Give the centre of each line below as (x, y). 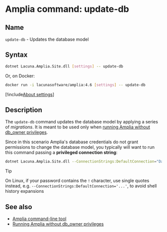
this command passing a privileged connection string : (61, 153)
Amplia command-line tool (39, 219)
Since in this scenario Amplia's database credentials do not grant (72, 142)
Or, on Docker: (20, 76)
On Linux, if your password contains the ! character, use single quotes (77, 181)
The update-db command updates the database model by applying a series (82, 122)
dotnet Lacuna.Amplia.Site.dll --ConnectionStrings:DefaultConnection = (81, 162)
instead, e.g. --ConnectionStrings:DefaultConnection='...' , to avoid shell (81, 186)
